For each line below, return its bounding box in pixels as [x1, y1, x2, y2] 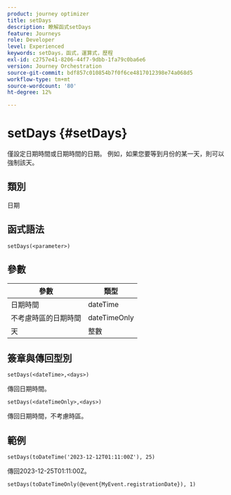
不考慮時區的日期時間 [11, 313, 82, 322]
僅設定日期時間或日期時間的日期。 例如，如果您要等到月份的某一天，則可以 [7, 149, 225, 158]
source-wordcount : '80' [7, 82, 77, 89]
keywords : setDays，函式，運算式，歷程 [7, 50, 114, 57]
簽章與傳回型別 [7, 352, 72, 364]
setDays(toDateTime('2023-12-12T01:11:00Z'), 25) [7, 453, 156, 461]
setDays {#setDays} [7, 125, 128, 142]
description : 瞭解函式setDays [7, 23, 91, 30]
